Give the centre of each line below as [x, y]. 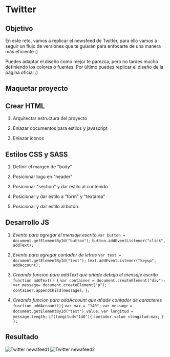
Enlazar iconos [28, 138]
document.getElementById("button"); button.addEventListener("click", [89, 241]
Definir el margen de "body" [42, 167]
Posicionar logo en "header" [42, 177]
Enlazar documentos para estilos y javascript [60, 128]
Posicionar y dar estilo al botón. [46, 207]
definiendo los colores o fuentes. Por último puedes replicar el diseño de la [84, 67]
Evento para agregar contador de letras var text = [67, 254]
